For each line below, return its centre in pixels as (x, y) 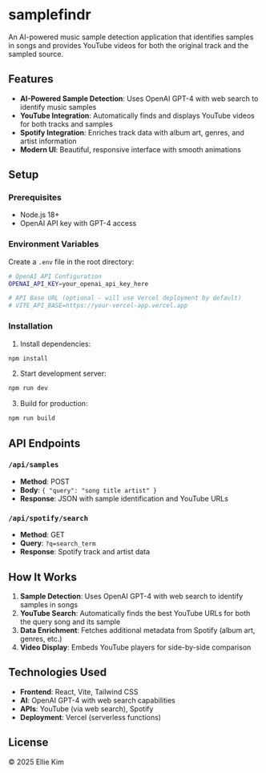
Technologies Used (57, 672)
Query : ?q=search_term (58, 543)
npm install (28, 358)
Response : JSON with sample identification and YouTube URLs (124, 498)
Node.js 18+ (40, 215)
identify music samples (58, 107)
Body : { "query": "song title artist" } (89, 489)
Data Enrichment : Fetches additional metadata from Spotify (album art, (137, 630)
